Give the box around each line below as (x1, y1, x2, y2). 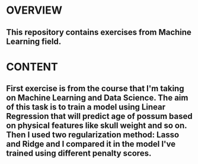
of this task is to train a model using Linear (6, 102, 166, 112)
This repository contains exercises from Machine (6, 27, 191, 37)
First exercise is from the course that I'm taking (6, 83, 184, 94)
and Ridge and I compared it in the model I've (6, 139, 176, 149)
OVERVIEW (6, 4, 63, 17)
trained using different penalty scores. (6, 149, 152, 159)
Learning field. (6, 36, 62, 46)
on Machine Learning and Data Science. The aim (6, 93, 189, 103)
